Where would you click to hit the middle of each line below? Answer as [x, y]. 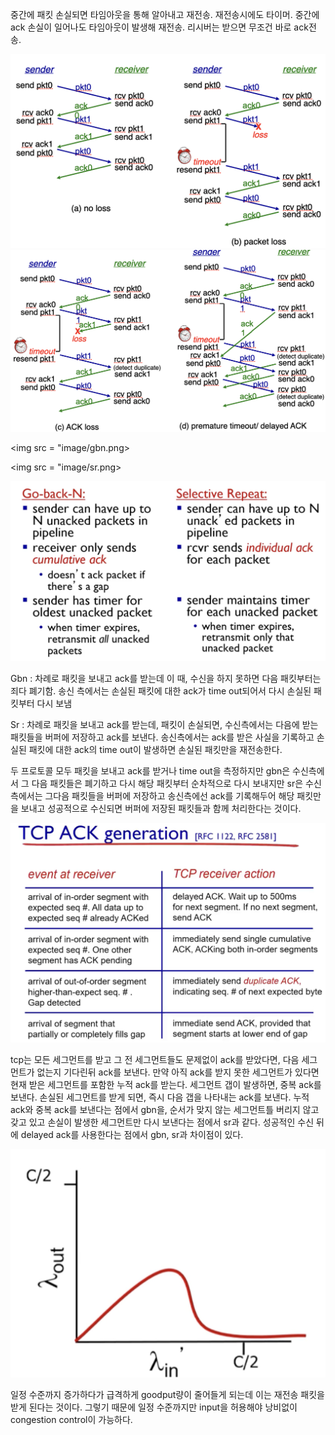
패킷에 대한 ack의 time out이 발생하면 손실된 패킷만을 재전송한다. [155, 750]
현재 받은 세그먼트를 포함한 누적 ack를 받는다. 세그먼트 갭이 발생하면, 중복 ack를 [166, 1085]
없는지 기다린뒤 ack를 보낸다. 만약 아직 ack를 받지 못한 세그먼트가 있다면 [178, 1072]
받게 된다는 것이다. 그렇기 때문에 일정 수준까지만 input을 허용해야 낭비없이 [154, 1407]
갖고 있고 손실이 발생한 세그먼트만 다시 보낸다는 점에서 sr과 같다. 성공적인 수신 [162, 1122]
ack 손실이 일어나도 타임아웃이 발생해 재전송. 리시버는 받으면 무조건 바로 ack [159, 27]
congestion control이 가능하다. [71, 1420]
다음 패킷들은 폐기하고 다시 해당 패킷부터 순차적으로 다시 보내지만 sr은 [167, 784]
